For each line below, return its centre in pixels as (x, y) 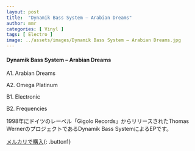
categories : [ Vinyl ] (35, 29)
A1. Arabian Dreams (31, 73)
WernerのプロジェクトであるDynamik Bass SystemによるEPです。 (89, 129)
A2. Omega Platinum (32, 85)
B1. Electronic (23, 97)
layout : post (23, 12)
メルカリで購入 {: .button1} (39, 142)
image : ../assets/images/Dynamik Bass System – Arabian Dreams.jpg (94, 40)
